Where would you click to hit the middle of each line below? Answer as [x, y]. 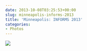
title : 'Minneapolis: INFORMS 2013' [44, 19]
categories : [18, 24]
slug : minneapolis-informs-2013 [39, 15]
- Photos [14, 29]
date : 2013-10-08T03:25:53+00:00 [41, 10]
